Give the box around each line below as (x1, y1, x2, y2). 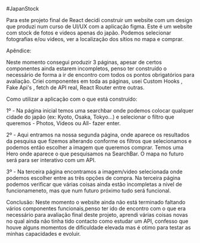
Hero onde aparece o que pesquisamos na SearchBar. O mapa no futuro (6, 150, 184, 157)
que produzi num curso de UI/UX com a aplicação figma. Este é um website (6, 23, 193, 30)
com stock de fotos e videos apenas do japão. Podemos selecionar (6, 29, 171, 36)
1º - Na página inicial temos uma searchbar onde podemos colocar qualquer (6, 107, 194, 114)
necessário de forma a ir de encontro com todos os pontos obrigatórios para (6, 71, 195, 78)
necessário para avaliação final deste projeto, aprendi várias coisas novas (6, 211, 188, 218)
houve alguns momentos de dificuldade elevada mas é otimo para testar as (6, 224, 191, 231)
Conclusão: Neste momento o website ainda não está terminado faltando (6, 199, 186, 205)
